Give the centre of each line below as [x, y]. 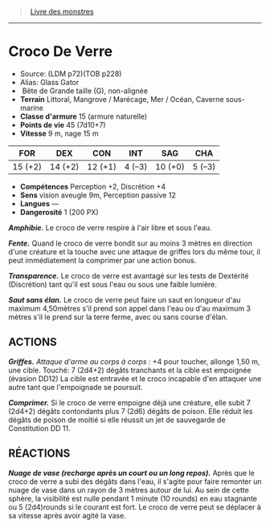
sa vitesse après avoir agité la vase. [67, 515]
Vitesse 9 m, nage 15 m [59, 133]
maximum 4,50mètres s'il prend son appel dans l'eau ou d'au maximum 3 [130, 308]
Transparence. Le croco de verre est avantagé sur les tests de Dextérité [129, 275]
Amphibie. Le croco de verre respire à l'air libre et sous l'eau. [110, 227]
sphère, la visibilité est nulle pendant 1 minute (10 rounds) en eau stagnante [133, 498]
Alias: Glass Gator [49, 82]
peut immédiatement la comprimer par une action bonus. [102, 260]
